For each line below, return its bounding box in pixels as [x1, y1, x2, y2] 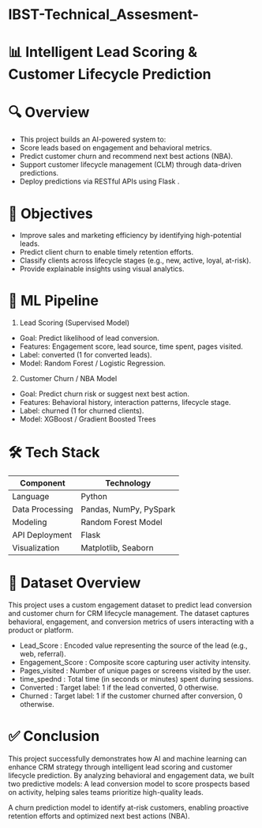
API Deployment [12, 530, 73, 541]
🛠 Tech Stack [8, 444, 100, 462]
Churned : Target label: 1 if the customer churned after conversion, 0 [19, 691, 243, 701]
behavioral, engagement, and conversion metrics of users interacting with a [8, 617, 254, 626]
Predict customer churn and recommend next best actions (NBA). [19, 152, 234, 161]
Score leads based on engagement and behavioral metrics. [19, 143, 212, 153]
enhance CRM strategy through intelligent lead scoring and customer [8, 762, 233, 772]
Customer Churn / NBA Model [19, 374, 118, 384]
